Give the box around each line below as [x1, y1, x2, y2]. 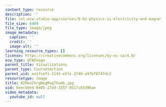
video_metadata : [5, 90, 39, 95]
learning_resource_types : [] [5, 48, 65, 53]
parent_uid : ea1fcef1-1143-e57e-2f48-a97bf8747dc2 [5, 71, 112, 76]
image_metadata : [5, 30, 39, 35]
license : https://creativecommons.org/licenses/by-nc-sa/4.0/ [5, 53, 136, 58]
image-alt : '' [9, 44, 39, 49]
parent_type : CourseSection [5, 67, 63, 72]
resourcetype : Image [5, 76, 48, 81]
